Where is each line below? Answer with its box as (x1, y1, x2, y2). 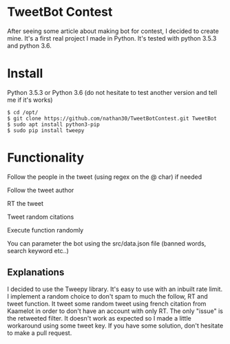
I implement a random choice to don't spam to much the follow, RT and (7, 292, 208, 300)
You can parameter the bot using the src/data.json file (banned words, (7, 239, 207, 248)
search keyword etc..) (7, 246, 69, 255)
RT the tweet (7, 199, 43, 207)
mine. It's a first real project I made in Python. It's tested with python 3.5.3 (7, 34, 217, 42)
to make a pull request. (7, 328, 72, 337)
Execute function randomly (7, 226, 84, 234)
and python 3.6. (7, 41, 52, 50)
